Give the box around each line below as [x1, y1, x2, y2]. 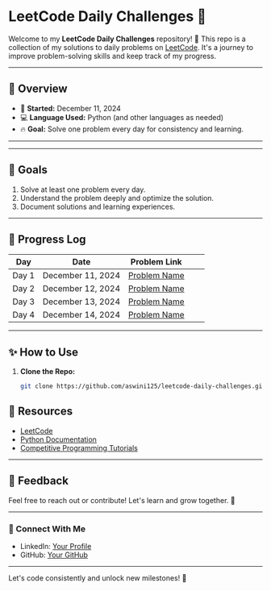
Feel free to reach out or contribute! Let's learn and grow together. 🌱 [8, 495, 236, 505]
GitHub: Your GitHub [19, 550, 89, 560]
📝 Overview [8, 82, 68, 96]
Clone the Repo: [19, 367, 75, 377]
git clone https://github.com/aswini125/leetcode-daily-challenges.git [19, 382, 266, 390]
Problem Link [130, 256, 183, 268]
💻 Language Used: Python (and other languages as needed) [19, 112, 224, 122]
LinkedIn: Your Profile [19, 541, 92, 551]
